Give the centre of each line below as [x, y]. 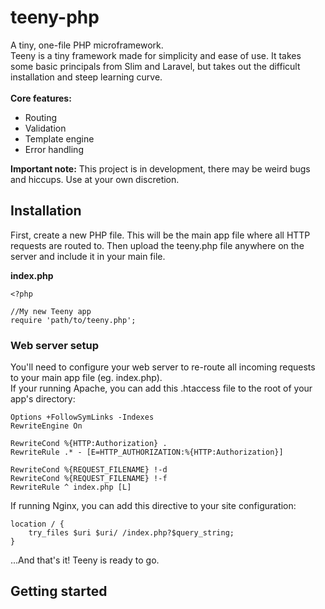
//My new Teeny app [51, 311]
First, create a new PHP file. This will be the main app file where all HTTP [160, 235]
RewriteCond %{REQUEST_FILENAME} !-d [89, 470]
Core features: [41, 98]
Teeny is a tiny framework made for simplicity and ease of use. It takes [156, 55]
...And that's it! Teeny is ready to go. [85, 560]
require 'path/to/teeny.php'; [73, 320]
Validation [45, 128]
